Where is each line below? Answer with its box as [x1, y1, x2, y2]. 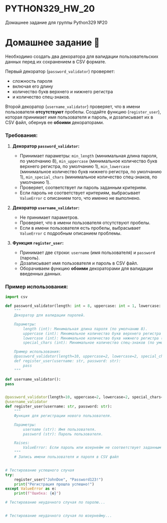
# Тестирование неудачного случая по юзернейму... [5, 514, 112, 519]
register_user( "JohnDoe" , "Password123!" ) [14, 477, 103, 482]
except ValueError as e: [5, 486, 57, 491]
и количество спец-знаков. [12, 94, 71, 100]
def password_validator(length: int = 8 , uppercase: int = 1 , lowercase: [5, 303, 162, 309]
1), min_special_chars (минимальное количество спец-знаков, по [19, 174, 158, 180]
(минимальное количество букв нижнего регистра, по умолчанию [19, 169, 162, 175]
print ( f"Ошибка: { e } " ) [14, 491, 61, 496]
